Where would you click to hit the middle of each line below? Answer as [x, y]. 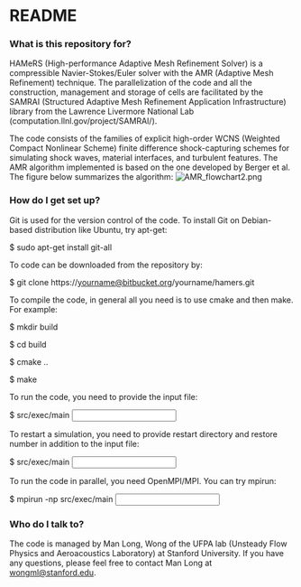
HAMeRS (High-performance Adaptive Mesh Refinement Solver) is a [136, 63]
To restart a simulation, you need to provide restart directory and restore [143, 433]
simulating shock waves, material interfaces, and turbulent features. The [144, 158]
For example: [34, 309]
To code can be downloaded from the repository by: [106, 265]
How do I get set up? [55, 200]
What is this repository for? [71, 44]
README [43, 16]
